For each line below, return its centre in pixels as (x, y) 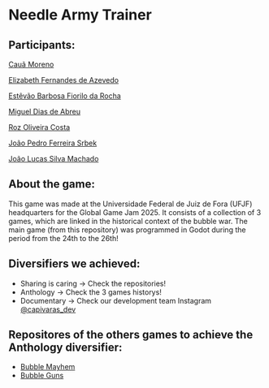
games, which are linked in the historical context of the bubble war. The (128, 221)
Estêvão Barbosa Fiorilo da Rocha (65, 96)
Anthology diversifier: (65, 348)
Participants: (42, 45)
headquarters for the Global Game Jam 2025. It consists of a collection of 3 (135, 212)
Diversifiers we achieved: (74, 264)
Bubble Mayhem (48, 367)
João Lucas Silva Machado (54, 159)
